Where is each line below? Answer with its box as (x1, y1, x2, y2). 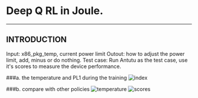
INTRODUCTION (6, 35, 67, 45)
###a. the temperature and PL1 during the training (6, 74, 127, 81)
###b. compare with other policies (6, 85, 90, 92)
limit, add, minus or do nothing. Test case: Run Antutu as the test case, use (6, 56, 188, 63)
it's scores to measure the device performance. (6, 63, 122, 70)
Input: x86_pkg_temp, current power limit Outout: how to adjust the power (6, 50, 185, 57)
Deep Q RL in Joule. (6, 4, 104, 18)
